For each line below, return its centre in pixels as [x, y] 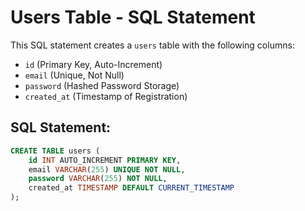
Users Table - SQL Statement [133, 17]
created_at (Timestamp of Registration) [106, 96]
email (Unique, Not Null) [74, 75]
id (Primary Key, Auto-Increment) [93, 64]
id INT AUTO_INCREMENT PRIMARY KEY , [105, 160]
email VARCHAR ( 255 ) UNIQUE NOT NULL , [107, 169]
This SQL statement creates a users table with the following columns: [152, 45]
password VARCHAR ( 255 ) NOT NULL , [98, 179]
